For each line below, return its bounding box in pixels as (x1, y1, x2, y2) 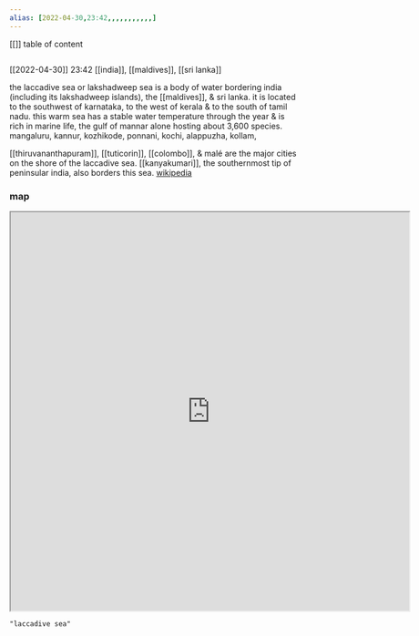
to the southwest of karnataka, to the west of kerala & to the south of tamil (9, 101, 288, 112)
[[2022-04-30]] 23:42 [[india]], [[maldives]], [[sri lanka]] (9, 64, 222, 75)
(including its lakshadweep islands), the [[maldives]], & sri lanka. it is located (9, 91, 296, 102)
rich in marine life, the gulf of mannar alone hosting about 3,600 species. (9, 120, 283, 131)
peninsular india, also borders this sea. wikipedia (9, 167, 193, 178)
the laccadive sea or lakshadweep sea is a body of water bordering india (9, 81, 282, 92)
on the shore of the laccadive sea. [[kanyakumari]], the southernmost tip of (9, 157, 291, 169)
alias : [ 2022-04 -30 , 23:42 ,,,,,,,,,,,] (9, 13, 157, 23)
